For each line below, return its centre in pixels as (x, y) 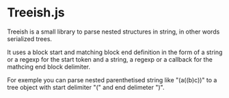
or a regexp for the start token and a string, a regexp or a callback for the (110, 59)
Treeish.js (36, 13)
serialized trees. (30, 38)
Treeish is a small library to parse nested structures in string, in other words (113, 32)
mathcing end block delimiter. (49, 66)
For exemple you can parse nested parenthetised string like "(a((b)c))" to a (112, 79)
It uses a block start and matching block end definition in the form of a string (115, 52)
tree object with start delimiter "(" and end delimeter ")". (86, 87)
